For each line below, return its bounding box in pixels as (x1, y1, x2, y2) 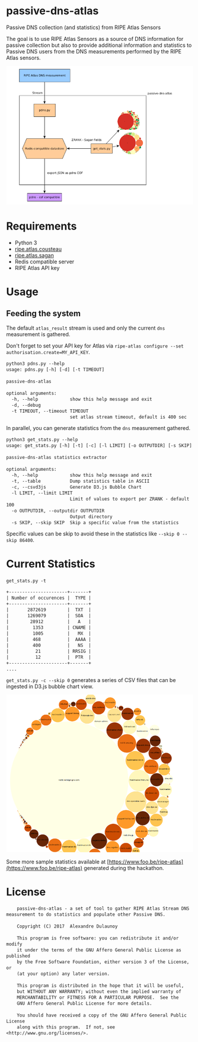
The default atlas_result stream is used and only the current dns (6, 324, 165, 332)
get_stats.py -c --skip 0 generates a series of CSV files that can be (6, 676, 176, 683)
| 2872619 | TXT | (6, 607, 92, 613)
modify (6, 941, 23, 947)
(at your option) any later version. (17, 971, 110, 977)
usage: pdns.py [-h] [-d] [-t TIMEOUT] (6, 367, 105, 372)
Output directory (69, 514, 113, 520)
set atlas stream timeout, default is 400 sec (69, 414, 187, 420)
